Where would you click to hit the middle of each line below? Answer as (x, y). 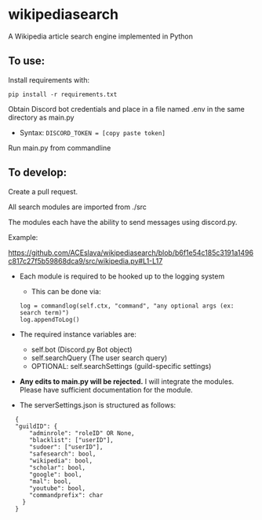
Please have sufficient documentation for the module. (106, 389)
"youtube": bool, (57, 488)
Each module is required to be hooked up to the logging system (122, 276)
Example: (23, 237)
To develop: (38, 173)
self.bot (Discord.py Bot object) (82, 349)
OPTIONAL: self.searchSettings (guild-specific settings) (121, 366)
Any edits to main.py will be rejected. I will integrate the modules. (127, 381)
